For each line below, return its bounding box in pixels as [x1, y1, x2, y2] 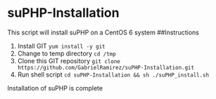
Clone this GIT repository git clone [17, 56, 121, 65]
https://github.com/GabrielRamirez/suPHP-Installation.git [17, 64, 195, 71]
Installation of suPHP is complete [7, 84, 103, 92]
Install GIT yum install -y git [17, 41, 106, 50]
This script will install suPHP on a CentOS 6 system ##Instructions [7, 28, 199, 37]
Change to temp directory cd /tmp [17, 49, 116, 58]
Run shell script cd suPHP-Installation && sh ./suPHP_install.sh [17, 70, 210, 79]
